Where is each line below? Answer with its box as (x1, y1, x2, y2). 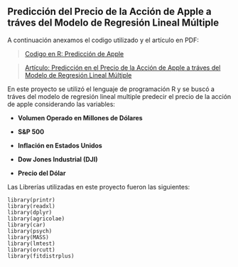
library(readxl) (7, 202, 55, 209)
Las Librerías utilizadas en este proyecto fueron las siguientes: (7, 182, 190, 191)
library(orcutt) (7, 246, 55, 253)
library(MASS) (7, 234, 50, 241)
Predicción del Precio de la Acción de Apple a (7, 6, 212, 18)
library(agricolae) (7, 215, 65, 222)
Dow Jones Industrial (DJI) (17, 155, 98, 163)
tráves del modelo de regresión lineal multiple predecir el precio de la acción (7, 92, 232, 100)
